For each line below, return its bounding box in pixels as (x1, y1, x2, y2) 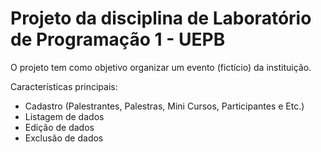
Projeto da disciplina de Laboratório (10, 7, 312, 30)
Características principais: (10, 80, 118, 92)
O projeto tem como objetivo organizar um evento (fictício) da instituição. (10, 61, 312, 73)
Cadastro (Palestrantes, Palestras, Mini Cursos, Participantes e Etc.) (24, 100, 305, 112)
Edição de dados (24, 121, 95, 133)
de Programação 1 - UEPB (10, 28, 226, 51)
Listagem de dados (24, 110, 105, 122)
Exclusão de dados (24, 132, 104, 144)
